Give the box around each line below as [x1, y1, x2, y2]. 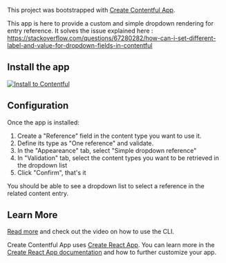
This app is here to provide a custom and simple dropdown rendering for [7, 19, 214, 27]
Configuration [7, 100, 69, 111]
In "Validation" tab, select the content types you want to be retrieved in [17, 154, 220, 162]
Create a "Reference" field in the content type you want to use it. [17, 131, 202, 140]
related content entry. [7, 189, 69, 197]
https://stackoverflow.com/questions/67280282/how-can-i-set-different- [7, 34, 216, 42]
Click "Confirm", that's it [17, 168, 86, 176]
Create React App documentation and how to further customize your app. [7, 248, 216, 257]
